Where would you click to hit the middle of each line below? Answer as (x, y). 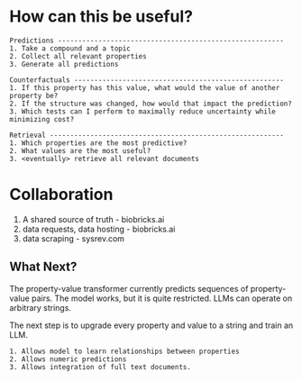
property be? (34, 95)
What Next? (43, 267)
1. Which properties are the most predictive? (98, 143)
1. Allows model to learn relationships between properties (125, 351)
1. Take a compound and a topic (70, 48)
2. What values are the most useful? (80, 150)
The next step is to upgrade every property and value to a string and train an (151, 325)
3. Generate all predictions (64, 64)
